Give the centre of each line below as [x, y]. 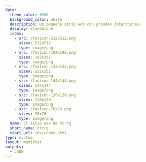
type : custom [19, 138]
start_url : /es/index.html [38, 133]
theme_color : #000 [29, 15]
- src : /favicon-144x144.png [45, 81]
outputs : [14, 147]
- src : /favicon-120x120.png [45, 95]
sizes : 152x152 [35, 72]
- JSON [17, 152]
